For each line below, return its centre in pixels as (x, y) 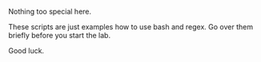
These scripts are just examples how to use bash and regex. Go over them (131, 27)
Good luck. (26, 50)
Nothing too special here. (50, 12)
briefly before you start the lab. (59, 35)
